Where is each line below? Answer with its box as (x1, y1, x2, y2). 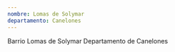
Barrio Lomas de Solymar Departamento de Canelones (7, 36, 169, 45)
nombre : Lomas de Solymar (7, 10, 84, 18)
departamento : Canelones (7, 17, 81, 24)
